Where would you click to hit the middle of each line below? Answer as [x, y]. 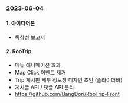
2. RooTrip [19, 51]
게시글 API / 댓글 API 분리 [44, 88]
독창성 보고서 [30, 37]
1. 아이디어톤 [21, 23]
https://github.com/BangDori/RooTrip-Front [67, 94]
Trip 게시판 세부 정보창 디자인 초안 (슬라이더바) [68, 80]
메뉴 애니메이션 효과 [37, 65]
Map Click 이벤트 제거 [40, 73]
